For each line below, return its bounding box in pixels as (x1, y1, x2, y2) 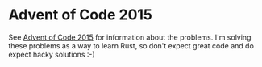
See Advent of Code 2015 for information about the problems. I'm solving (8, 32, 252, 42)
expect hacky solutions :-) (8, 49, 95, 59)
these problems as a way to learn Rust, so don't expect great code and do (8, 40, 254, 50)
